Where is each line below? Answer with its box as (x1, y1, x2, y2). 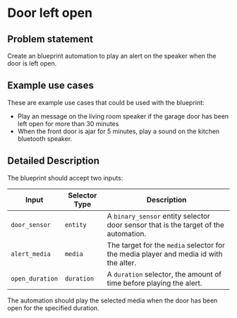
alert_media (11, 250, 51, 258)
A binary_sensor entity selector (107, 211, 210, 221)
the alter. (107, 257, 137, 267)
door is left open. (7, 59, 57, 68)
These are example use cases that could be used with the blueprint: (7, 98, 205, 106)
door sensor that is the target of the (107, 220, 224, 230)
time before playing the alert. (107, 278, 202, 288)
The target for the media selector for (107, 240, 226, 250)
